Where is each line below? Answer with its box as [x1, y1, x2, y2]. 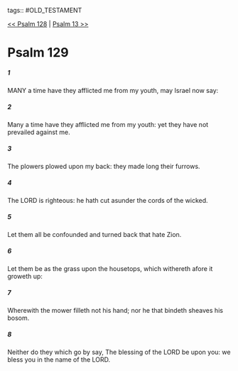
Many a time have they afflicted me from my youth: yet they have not [7, 121, 209, 129]
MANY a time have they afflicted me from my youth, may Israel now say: [7, 87, 219, 95]
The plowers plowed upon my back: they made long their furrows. [7, 162, 200, 171]
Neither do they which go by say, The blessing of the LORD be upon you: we [7, 348, 231, 356]
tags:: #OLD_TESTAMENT [7, 6, 82, 14]
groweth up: [7, 272, 43, 280]
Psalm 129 [7, 45, 69, 61]
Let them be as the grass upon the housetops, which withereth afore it [7, 265, 213, 272]
